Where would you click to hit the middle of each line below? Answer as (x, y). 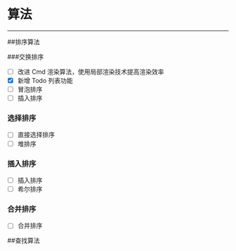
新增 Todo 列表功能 (45, 81)
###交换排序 (26, 56)
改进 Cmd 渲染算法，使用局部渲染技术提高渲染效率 (91, 72)
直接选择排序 (36, 135)
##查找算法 (24, 240)
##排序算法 (24, 41)
